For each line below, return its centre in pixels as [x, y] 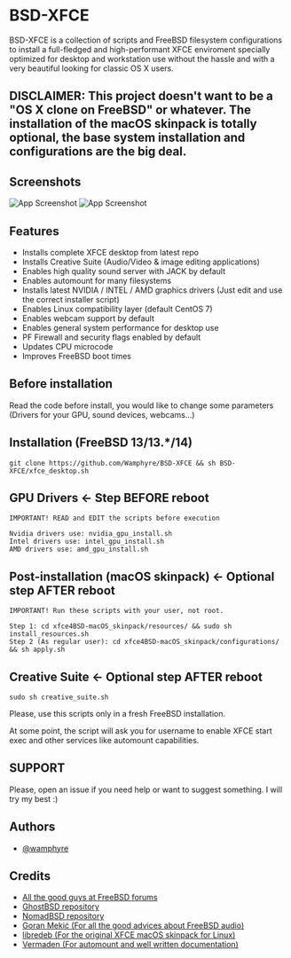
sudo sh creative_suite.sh [59, 697]
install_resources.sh [49, 634]
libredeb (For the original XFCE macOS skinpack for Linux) [129, 935]
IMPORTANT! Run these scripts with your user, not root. [117, 611]
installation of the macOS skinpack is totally [133, 124]
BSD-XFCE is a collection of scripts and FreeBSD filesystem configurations [145, 40]
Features [34, 231]
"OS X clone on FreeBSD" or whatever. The [130, 110]
